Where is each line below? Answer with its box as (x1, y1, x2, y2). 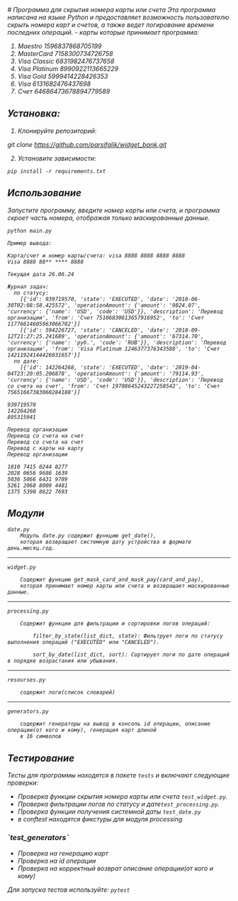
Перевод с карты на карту (7, 444, 84, 452)
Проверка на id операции (17, 856, 96, 865)
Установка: (7, 108, 60, 120)
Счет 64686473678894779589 (17, 87, 110, 95)
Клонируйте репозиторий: (17, 126, 97, 135)
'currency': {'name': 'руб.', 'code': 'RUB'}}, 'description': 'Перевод (7, 339, 227, 346)
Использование (7, 187, 81, 200)
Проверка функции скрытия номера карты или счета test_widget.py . (17, 792, 228, 801)
